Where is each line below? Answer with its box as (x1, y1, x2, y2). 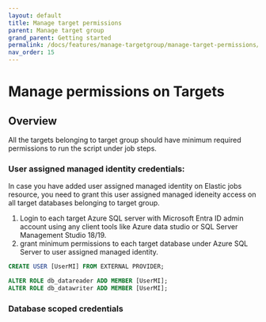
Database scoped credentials (8, 303, 124, 314)
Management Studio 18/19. (19, 231, 107, 240)
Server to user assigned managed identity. (19, 247, 158, 257)
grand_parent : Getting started (8, 33, 112, 42)
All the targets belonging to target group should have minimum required (8, 136, 241, 144)
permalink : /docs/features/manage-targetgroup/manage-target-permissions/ (8, 41, 260, 49)
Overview (8, 114, 58, 128)
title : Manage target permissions (8, 19, 123, 27)
